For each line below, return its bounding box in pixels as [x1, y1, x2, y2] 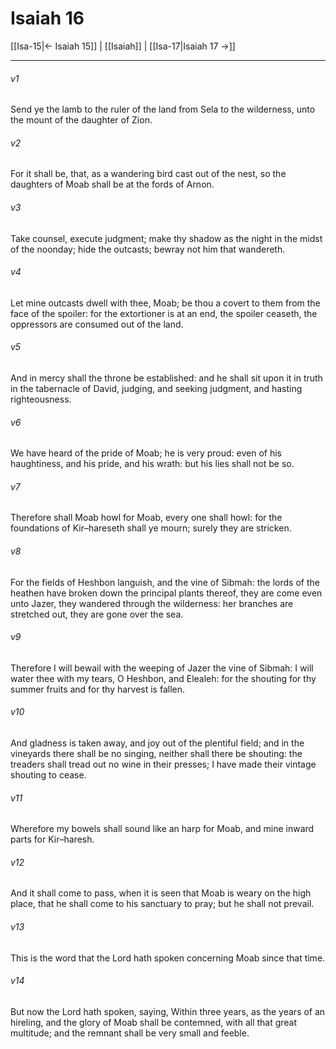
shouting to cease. [10, 768, 87, 781]
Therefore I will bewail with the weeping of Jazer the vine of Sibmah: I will [10, 662, 314, 674]
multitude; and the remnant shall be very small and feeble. [10, 1027, 250, 1039]
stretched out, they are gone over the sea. [10, 608, 184, 620]
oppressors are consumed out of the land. [10, 318, 184, 330]
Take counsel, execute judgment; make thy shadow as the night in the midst [10, 232, 323, 244]
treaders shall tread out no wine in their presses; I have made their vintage [10, 758, 317, 770]
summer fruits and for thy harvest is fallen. [10, 683, 186, 695]
